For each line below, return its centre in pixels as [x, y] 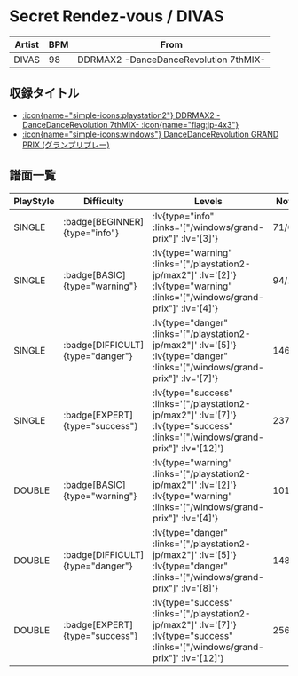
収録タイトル [44, 94]
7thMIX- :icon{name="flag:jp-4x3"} [174, 124]
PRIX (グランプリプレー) [66, 145]
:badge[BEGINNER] [104, 221]
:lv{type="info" [183, 216]
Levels [208, 201]
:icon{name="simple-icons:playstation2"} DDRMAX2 [118, 115]
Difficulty [104, 201]
